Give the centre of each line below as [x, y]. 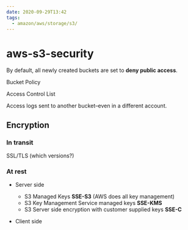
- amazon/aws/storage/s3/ [45, 23]
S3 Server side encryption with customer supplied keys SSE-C [103, 210]
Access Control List [31, 94]
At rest [16, 171]
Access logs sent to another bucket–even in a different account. [87, 106]
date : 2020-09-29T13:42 [37, 12]
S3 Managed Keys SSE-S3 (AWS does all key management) [99, 196]
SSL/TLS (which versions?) [40, 156]
